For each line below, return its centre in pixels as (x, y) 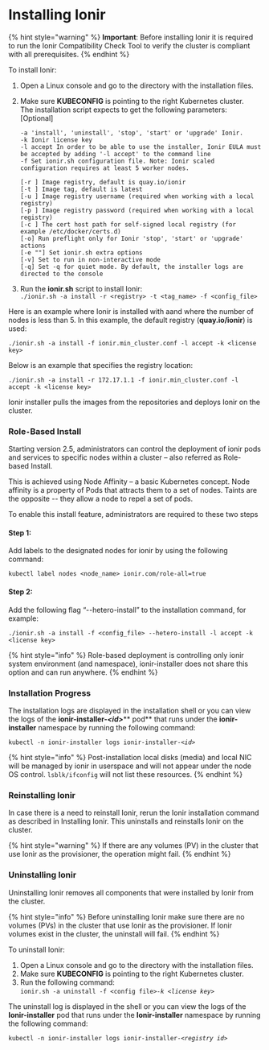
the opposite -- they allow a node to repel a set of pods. (101, 499)
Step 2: (21, 592)
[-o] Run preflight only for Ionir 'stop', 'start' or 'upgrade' (131, 238)
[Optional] (37, 118)
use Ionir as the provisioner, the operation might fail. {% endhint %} (120, 854)
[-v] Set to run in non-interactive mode (90, 259)
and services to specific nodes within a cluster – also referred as (115, 457)
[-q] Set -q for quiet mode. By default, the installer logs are (131, 267)
